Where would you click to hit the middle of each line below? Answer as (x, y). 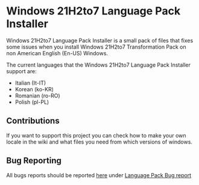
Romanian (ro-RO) (37, 96)
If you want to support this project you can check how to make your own (96, 135)
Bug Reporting (34, 161)
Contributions (33, 121)
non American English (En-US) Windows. (57, 53)
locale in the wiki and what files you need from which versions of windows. (99, 142)
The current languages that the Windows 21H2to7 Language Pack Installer (99, 65)
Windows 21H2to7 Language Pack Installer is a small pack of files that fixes (100, 40)
